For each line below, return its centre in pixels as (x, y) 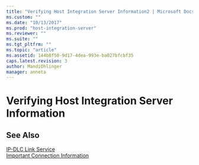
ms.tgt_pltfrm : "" (29, 45)
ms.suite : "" (22, 39)
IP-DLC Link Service (31, 149)
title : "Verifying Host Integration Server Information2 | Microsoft (94, 11)
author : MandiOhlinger (34, 66)
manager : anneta (26, 72)
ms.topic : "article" (32, 50)
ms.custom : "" (24, 17)
